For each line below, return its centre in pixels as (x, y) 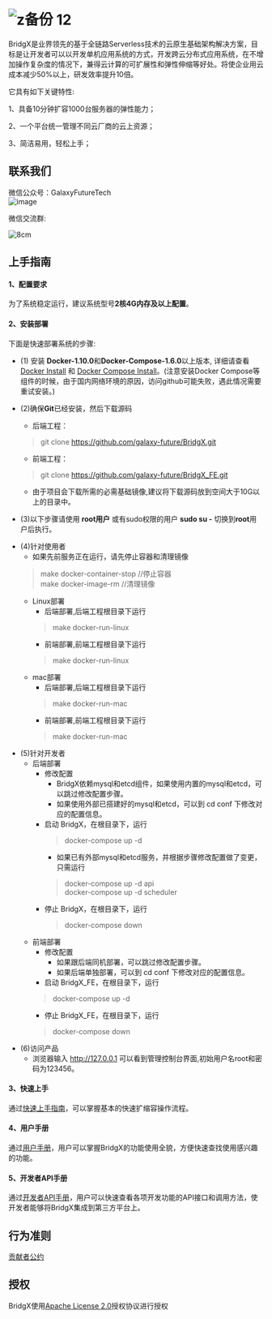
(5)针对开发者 (43, 753)
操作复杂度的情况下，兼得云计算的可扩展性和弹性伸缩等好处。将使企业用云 (139, 64)
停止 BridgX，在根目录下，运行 (96, 909)
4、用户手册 (29, 1128)
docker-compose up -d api (109, 883)
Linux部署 (49, 601)
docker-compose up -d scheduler (121, 892)
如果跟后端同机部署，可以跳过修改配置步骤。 (131, 962)
